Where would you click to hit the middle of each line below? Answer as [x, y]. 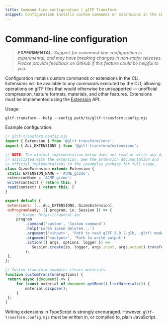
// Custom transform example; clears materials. [56, 270]
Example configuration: [29, 127]
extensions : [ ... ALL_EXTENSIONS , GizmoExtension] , [61, 205]
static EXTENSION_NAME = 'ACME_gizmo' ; [49, 173]
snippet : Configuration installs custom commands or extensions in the [81, 14]
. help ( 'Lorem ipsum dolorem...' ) [60, 229]
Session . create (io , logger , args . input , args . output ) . [90, 247]
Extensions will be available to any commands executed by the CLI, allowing [83, 84]
